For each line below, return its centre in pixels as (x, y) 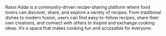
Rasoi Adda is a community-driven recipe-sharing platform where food (78, 7)
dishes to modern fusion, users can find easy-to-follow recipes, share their (82, 18)
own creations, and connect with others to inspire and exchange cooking (80, 23)
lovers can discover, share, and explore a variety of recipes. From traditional (83, 12)
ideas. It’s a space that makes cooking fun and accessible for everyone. (79, 28)
